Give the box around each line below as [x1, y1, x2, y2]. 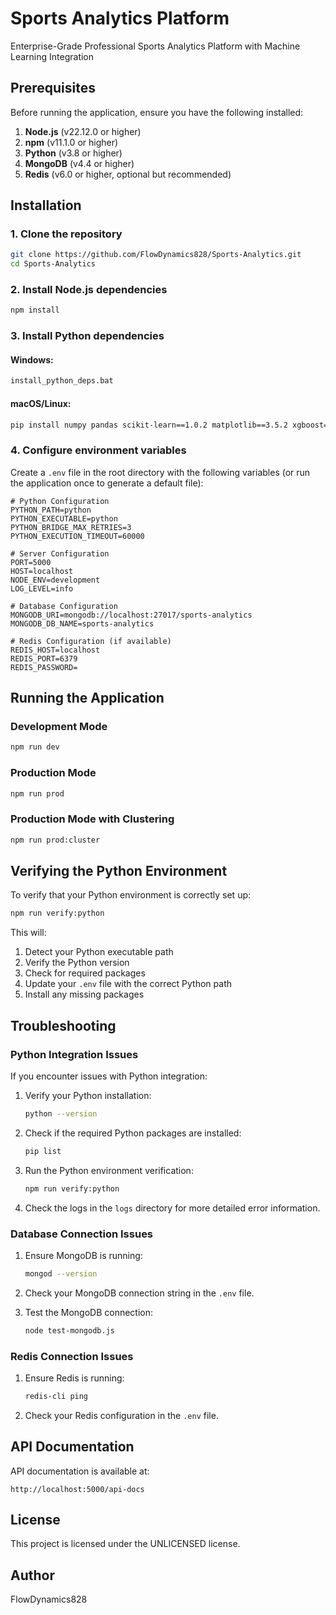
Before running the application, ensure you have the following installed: [10, 106, 304, 118]
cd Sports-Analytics [10, 259, 97, 269]
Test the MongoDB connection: [24, 1306, 154, 1318]
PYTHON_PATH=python [10, 505, 92, 515]
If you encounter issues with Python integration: [10, 1070, 208, 1082]
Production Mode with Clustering [10, 812, 175, 826]
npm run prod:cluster [10, 835, 101, 845]
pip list [24, 1146, 62, 1156]
